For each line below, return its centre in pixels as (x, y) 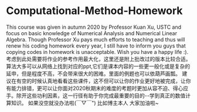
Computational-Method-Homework (94, 11)
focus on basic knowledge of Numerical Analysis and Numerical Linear (92, 33)
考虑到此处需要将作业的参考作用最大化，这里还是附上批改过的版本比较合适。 (98, 59)
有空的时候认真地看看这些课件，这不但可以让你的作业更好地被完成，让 (101, 81)
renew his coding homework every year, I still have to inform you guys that (96, 46)
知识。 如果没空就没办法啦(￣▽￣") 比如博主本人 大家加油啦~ (85, 103)
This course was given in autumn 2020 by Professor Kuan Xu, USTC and (94, 27)
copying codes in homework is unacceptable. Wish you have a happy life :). (97, 52)
